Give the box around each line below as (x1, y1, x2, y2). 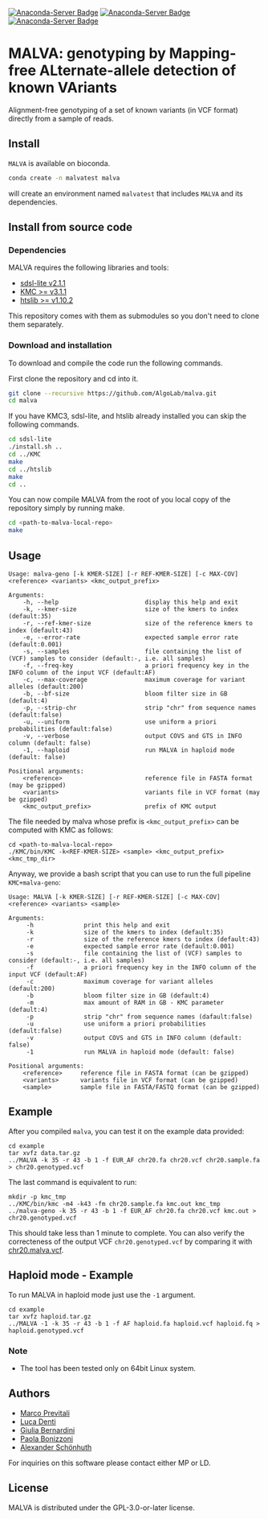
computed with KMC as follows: (8, 825, 114, 835)
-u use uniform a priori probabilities (26, 1020, 206, 1028)
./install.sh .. (8, 443, 63, 451)
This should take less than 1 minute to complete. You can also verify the (8, 1228, 245, 1237)
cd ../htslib (8, 465, 52, 473)
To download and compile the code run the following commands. (8, 358, 223, 368)
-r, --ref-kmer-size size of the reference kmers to (22, 620, 253, 628)
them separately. (8, 320, 64, 329)
